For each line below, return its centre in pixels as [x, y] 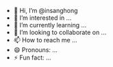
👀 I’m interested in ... [42, 18]
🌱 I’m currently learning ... [50, 25]
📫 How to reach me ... [45, 40]
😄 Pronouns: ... [36, 50]
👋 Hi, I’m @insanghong [46, 11]
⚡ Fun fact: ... [32, 57]
